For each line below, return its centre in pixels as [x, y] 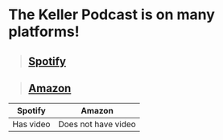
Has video [31, 124]
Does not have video [97, 124]
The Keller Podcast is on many [112, 15]
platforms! [44, 32]
